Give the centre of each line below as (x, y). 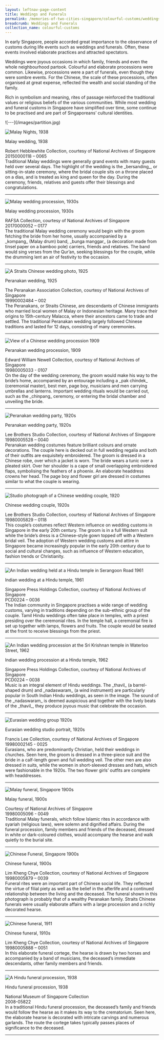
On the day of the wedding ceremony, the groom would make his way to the (81, 375)
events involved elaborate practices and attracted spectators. (67, 52)
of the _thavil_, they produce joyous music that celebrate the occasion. (76, 706)
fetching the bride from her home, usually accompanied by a (66, 236)
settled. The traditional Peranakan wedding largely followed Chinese (74, 321)
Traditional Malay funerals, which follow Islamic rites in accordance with (77, 819)
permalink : (16, 19)
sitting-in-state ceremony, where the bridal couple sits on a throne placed (79, 172)
